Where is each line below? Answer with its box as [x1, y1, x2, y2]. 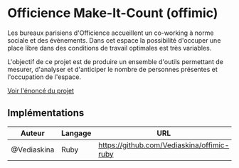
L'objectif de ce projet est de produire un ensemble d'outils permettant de [7, 57, 224, 65]
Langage [61, 128, 92, 138]
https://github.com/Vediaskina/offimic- [98, 140, 230, 150]
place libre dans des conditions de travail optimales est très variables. [7, 43, 212, 52]
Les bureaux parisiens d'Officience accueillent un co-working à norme [7, 28, 214, 37]
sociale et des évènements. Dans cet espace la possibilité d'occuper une [7, 36, 221, 44]
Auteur [20, 128, 45, 138]
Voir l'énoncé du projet [7, 86, 75, 95]
